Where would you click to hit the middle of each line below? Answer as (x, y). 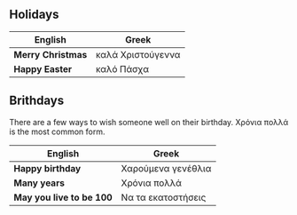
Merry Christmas (51, 54)
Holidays (34, 15)
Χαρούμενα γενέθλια (166, 168)
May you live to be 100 (63, 197)
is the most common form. (57, 131)
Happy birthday (47, 168)
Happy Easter (43, 68)
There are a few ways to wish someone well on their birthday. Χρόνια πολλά (149, 122)
